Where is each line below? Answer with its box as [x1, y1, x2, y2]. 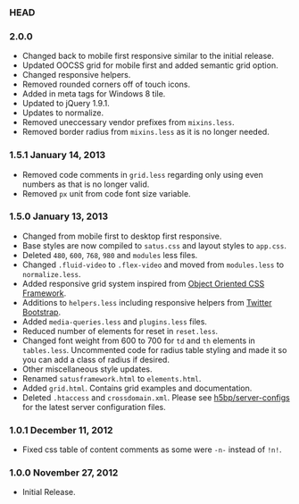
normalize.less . [21, 268, 82, 279]
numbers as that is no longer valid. [21, 179, 150, 189]
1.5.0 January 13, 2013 [9, 210, 109, 223]
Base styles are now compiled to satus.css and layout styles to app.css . [21, 239, 287, 251]
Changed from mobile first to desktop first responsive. [21, 231, 222, 241]
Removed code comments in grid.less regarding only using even [21, 169, 263, 180]
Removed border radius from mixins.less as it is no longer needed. [21, 127, 270, 138]
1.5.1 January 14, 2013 [9, 149, 106, 162]
